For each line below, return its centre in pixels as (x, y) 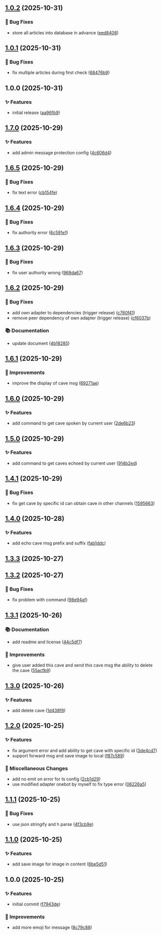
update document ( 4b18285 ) (41, 343)
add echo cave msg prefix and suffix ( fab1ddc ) (59, 543)
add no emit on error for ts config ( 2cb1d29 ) (56, 779)
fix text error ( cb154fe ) (35, 192)
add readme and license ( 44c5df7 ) (47, 642)
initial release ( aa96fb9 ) (36, 113)
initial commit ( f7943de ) (36, 904)
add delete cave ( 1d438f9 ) (39, 710)
